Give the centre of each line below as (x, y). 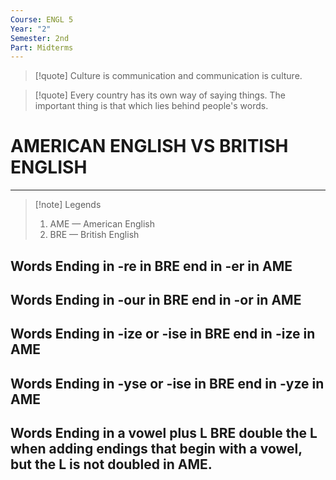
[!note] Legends (68, 205)
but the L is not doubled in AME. (111, 464)
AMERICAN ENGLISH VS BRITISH (149, 146)
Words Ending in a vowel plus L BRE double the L (164, 433)
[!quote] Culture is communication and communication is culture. (168, 76)
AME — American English (102, 224)
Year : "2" (31, 29)
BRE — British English (94, 235)
